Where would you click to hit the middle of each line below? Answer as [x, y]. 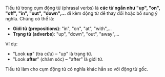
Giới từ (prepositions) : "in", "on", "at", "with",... [62, 29]
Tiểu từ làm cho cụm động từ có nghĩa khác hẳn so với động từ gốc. [77, 69]
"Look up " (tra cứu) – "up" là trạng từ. [52, 54]
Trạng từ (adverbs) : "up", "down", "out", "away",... [66, 34]
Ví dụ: [12, 44]
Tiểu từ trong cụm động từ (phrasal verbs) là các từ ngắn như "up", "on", [83, 8]
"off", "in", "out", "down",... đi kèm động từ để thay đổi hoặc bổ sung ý [81, 13]
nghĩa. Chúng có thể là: [30, 19]
